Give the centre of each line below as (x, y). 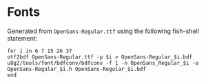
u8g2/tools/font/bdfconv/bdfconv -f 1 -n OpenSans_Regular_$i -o (103, 63)
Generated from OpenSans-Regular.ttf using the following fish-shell (103, 31)
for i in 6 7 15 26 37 (40, 51)
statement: (22, 38)
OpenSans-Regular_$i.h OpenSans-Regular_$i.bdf (77, 69)
